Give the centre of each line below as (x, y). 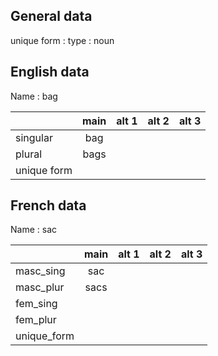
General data (51, 16)
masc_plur (40, 287)
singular (34, 137)
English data (50, 72)
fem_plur (36, 320)
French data (48, 205)
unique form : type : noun (62, 40)
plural (29, 154)
